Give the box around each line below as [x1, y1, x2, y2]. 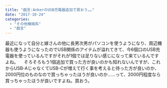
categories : [5, 16, 30, 21]
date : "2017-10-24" [5, 12, 46, 17]
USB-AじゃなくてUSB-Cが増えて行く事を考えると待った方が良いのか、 [13, 65, 160, 71]
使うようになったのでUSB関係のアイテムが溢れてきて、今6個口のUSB [13, 46, 156, 52]
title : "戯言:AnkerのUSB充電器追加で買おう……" [5, 7, 95, 12]
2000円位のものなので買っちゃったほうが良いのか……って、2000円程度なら [5, 71, 161, 77]
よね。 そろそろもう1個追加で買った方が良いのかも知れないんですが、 [5, 59, 152, 65]
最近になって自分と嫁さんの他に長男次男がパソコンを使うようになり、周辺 [5, 40, 158, 46]
